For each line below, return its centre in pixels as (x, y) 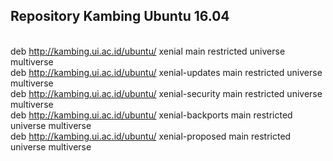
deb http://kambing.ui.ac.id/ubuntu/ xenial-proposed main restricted (151, 136)
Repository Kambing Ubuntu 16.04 (120, 16)
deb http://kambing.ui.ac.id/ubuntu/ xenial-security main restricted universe (166, 93)
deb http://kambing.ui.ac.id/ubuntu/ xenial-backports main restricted (151, 115)
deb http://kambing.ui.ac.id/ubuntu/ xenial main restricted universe (148, 51)
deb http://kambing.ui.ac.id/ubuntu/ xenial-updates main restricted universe (166, 72)
